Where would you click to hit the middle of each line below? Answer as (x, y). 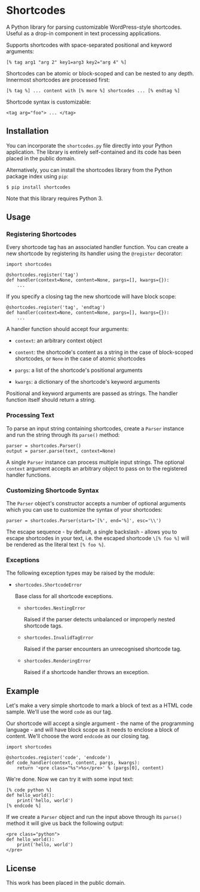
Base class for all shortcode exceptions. (64, 596)
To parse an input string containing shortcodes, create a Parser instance (95, 428)
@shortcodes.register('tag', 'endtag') (56, 308)
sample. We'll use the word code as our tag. (59, 712)
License (21, 868)
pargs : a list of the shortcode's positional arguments (79, 370)
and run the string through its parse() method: (63, 435)
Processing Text (30, 415)
